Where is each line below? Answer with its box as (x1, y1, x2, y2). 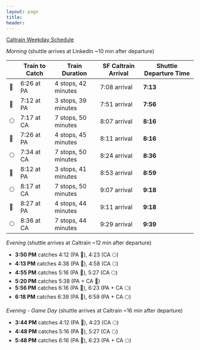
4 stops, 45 (54, 131, 87, 139)
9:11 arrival (100, 203, 133, 212)
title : (6, 14, 23, 20)
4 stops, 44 (54, 199, 87, 207)
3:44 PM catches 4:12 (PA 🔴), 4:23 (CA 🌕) (14, 319, 119, 326)
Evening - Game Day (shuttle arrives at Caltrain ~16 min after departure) (6, 307, 183, 314)
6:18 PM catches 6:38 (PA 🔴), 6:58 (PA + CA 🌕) (14, 293, 132, 301)
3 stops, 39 (54, 97, 87, 105)
